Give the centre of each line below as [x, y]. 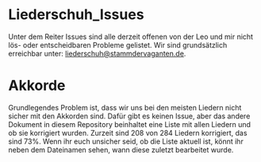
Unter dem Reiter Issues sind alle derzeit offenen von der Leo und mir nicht [131, 37]
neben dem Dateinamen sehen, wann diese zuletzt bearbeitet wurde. [121, 149]
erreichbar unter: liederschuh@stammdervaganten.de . [97, 53]
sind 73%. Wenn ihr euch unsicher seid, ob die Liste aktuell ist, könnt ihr [126, 141]
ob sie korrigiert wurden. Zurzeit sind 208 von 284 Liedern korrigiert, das [128, 133]
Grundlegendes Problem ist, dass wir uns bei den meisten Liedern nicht [125, 107]
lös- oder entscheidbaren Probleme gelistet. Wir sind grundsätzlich [118, 44]
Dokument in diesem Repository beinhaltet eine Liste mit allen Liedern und [130, 124]
